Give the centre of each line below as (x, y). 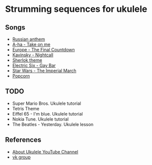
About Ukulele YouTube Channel (45, 152)
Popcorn (21, 76)
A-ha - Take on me (31, 44)
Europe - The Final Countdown (43, 50)
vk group (21, 157)
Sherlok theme (27, 60)
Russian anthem (29, 39)
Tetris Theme (26, 108)
